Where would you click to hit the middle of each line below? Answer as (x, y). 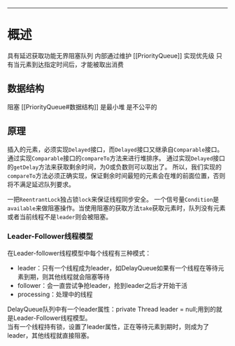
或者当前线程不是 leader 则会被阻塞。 (59, 216)
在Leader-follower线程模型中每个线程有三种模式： (79, 253)
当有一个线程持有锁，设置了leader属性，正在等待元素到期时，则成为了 (108, 326)
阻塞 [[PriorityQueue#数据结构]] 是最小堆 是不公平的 (82, 106)
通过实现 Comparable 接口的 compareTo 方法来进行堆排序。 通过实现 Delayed (110, 158)
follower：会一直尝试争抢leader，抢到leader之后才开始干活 (102, 285)
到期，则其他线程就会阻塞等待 (66, 277)
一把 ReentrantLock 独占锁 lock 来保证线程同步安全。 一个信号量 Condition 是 (113, 199)
